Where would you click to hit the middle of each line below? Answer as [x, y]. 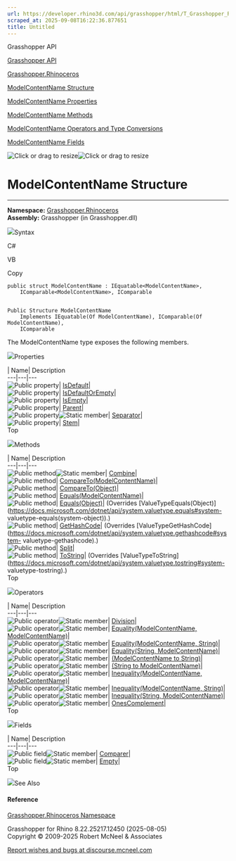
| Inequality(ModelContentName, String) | [167, 688]
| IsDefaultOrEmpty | [87, 393]
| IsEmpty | [73, 400]
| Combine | [121, 473]
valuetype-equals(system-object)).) [59, 518]
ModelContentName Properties [52, 101]
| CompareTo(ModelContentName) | [107, 481]
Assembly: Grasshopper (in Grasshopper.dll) [73, 218]
